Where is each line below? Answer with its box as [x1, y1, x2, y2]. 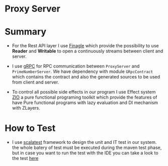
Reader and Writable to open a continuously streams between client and [12, 48, 163, 54]
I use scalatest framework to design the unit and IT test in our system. [12, 139, 157, 145]
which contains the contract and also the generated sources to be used [12, 74, 160, 80]
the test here [12, 155, 39, 161]
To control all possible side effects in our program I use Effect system [12, 89, 156, 95]
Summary [5, 26, 46, 38]
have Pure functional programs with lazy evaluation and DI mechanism [12, 100, 158, 106]
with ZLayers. [12, 105, 41, 111]
